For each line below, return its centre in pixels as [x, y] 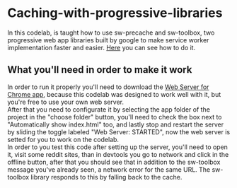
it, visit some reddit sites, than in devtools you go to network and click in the [118, 154]
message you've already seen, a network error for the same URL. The [109, 169]
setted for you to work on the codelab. [63, 139]
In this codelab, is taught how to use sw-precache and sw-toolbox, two [111, 33]
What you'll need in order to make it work [100, 70]
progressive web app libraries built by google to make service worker [108, 40]
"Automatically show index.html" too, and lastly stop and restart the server [116, 124]
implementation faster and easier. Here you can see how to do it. [102, 47]
